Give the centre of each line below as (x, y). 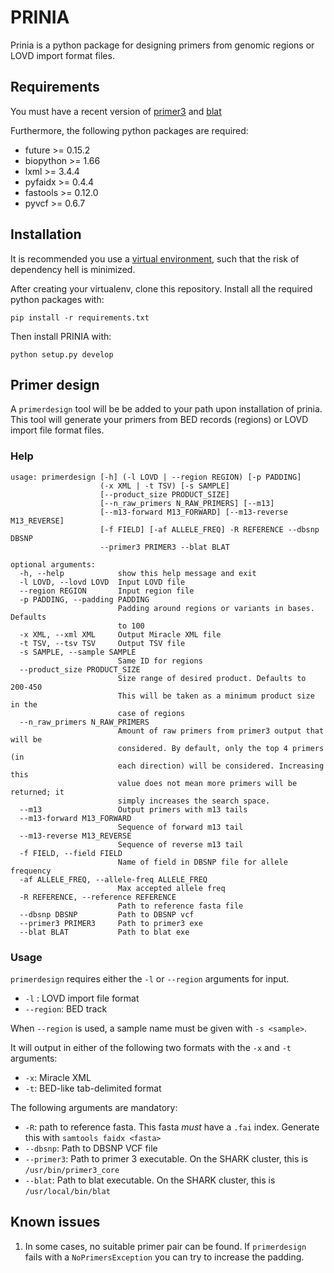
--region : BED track (66, 1008)
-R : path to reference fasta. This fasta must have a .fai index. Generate (172, 1127)
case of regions (151, 713)
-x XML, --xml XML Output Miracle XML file (120, 634)
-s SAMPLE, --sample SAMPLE (78, 652)
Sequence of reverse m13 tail (180, 844)
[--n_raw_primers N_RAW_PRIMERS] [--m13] (187, 503)
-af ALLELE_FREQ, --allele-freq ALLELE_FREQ (113, 879)
